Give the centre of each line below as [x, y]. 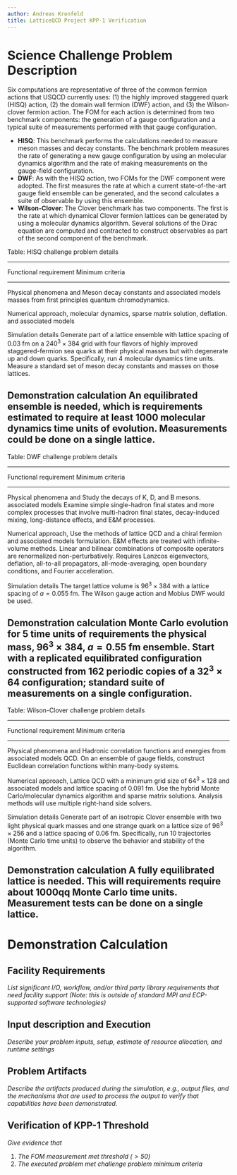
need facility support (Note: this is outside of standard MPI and [99, 995]
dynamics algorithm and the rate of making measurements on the [113, 164]
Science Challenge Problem [90, 55]
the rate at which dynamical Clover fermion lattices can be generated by [122, 216]
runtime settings [31, 1049]
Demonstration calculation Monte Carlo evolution [118, 622]
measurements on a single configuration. [100, 693]
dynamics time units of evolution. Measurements [117, 428]
